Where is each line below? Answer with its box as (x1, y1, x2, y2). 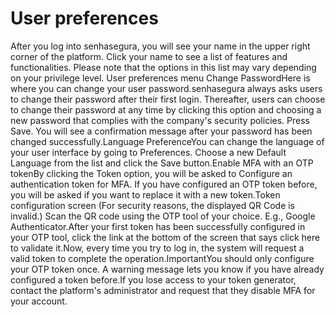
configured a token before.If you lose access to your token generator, (10, 273, 297, 286)
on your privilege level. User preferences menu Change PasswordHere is (10, 72, 311, 84)
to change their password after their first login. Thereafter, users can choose (10, 93, 326, 105)
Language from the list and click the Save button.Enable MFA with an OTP (10, 157, 314, 169)
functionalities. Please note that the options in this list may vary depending (10, 61, 317, 73)
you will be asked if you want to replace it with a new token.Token (10, 188, 281, 201)
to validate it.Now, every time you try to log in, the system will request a (10, 242, 305, 254)
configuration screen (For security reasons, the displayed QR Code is (10, 199, 296, 211)
